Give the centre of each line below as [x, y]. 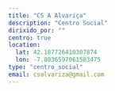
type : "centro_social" [46, 67]
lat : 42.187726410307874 [56, 52]
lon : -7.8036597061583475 [58, 60]
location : [25, 45]
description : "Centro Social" [58, 23]
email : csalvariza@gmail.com [56, 74]
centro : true [30, 38]
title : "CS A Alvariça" [48, 15]
